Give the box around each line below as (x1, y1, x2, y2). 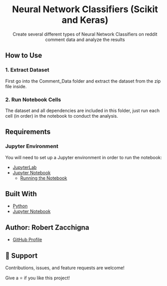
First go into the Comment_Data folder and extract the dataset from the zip (5, 78, 161, 84)
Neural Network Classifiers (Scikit (12, 4, 158, 15)
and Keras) (61, 14, 109, 26)
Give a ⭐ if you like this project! (5, 275, 70, 281)
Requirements (5, 128, 51, 136)
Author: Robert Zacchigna (5, 223, 90, 232)
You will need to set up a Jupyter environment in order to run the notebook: (5, 154, 162, 160)
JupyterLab (12, 164, 37, 170)
